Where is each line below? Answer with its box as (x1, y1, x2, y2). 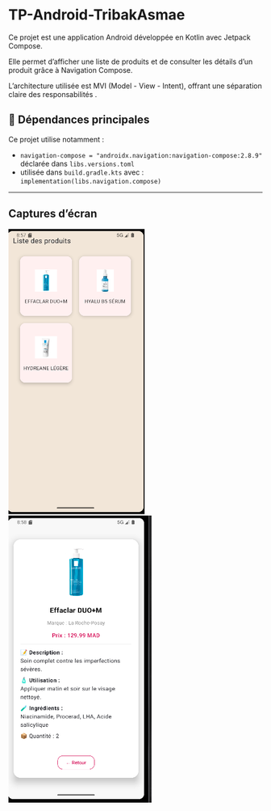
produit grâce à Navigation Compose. (8, 65, 133, 74)
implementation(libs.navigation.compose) (19, 177, 161, 185)
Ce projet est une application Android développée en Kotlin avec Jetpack (8, 32, 252, 42)
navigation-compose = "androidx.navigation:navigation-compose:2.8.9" (19, 151, 263, 159)
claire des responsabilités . (8, 89, 98, 99)
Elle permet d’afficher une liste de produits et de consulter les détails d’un (8, 57, 253, 66)
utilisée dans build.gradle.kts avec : (19, 167, 144, 177)
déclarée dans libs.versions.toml (19, 158, 135, 168)
